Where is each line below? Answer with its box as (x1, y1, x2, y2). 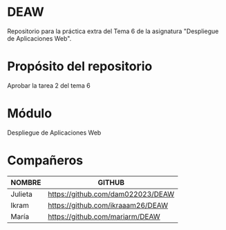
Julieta (10, 189, 32, 199)
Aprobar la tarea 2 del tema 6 (7, 81, 91, 90)
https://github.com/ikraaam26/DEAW (48, 200, 168, 210)
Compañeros (7, 153, 84, 168)
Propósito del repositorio (7, 59, 153, 75)
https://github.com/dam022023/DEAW (48, 189, 175, 199)
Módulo (7, 106, 53, 122)
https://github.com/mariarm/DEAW (48, 211, 160, 221)
